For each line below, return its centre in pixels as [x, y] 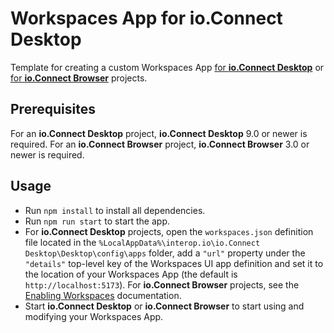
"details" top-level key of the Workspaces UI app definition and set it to [174, 263]
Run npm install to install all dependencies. [115, 210]
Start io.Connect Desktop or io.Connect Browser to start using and [164, 306]
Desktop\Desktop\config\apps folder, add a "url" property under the [165, 253]
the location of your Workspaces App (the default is [131, 274]
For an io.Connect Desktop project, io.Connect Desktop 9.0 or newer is [159, 133]
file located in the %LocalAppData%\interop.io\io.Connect [142, 242]
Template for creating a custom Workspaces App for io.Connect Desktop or [167, 67]
